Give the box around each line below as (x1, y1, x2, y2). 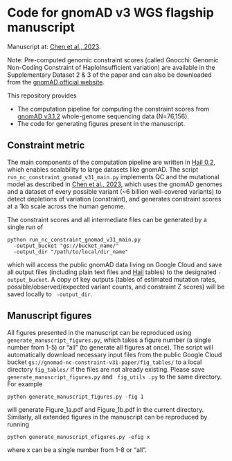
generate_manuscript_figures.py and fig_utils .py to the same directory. (7, 372, 222, 381)
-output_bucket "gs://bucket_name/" (13, 242, 119, 249)
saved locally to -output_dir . (7, 289, 93, 298)
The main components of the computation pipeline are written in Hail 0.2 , (7, 158, 216, 166)
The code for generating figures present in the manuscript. (17, 119, 186, 127)
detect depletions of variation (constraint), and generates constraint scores (7, 195, 222, 203)
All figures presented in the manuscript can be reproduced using (7, 328, 192, 336)
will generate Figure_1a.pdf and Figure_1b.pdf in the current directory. (7, 405, 204, 413)
